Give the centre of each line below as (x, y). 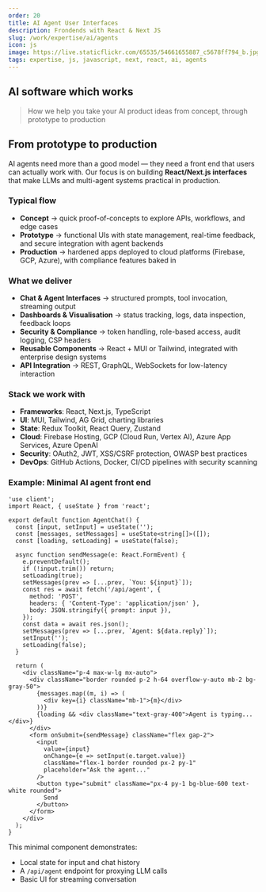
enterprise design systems (63, 357)
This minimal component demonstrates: (73, 847)
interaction (37, 374)
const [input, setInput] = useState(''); (85, 527)
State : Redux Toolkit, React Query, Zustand (90, 428)
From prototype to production (83, 145)
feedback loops (45, 323)
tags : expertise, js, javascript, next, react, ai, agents (108, 60)
